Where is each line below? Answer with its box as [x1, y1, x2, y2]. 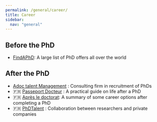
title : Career [5, 12, 36, 17]
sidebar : [5, 17, 24, 22]
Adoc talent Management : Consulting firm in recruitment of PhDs [12, 83, 152, 89]
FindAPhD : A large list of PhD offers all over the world [12, 54, 127, 60]
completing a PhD [12, 99, 51, 106]
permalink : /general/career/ [5, 7, 68, 13]
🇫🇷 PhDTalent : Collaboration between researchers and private [12, 105, 148, 111]
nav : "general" [10, 22, 43, 27]
